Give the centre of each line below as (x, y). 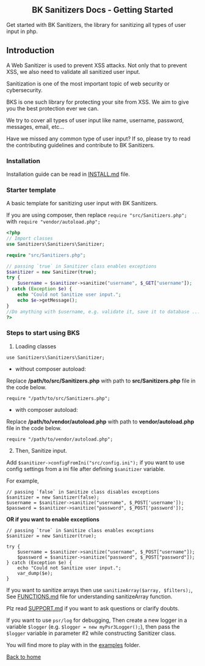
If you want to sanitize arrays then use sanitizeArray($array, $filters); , (100, 590)
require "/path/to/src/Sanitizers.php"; (59, 398)
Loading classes (36, 346)
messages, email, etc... (35, 126)
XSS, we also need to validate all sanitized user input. (73, 71)
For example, (23, 481)
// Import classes (30, 239)
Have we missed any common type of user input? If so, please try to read (99, 138)
